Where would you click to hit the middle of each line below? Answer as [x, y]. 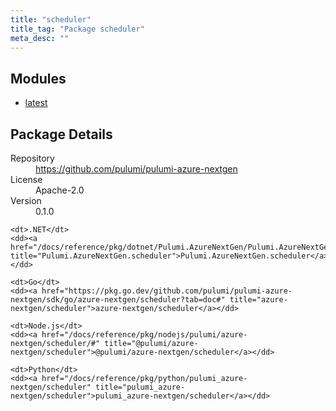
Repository [32, 158]
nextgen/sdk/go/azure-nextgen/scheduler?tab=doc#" [118, 300]
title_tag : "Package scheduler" [77, 29]
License [26, 179]
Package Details [61, 134]
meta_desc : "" [40, 38]
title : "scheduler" [51, 19]
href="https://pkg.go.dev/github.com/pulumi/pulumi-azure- [167, 291]
